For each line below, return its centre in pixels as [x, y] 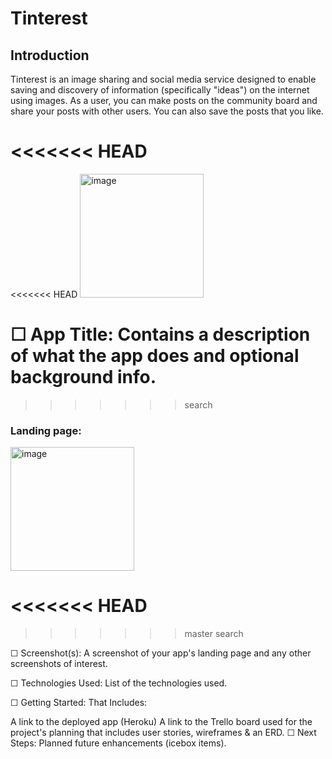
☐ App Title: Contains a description [160, 334]
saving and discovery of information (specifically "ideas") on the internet [160, 90]
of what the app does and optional [155, 356]
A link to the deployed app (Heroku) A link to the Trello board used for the [161, 722]
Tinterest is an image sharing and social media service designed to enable [163, 79]
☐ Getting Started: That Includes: [79, 703]
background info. [83, 377]
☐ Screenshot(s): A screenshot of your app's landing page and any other [161, 653]
